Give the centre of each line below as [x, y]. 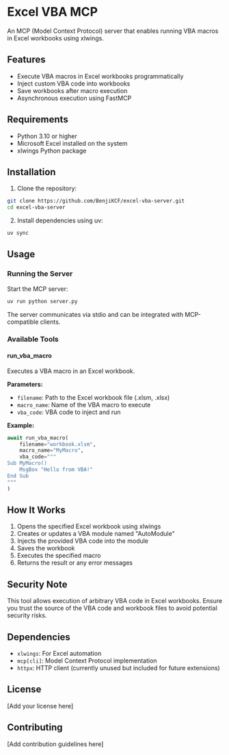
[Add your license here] [40, 706]
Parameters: [25, 384]
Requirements [38, 119]
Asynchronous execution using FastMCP [74, 98]
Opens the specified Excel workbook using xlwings [89, 526]
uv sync [18, 233]
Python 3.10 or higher [47, 136]
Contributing [35, 727]
